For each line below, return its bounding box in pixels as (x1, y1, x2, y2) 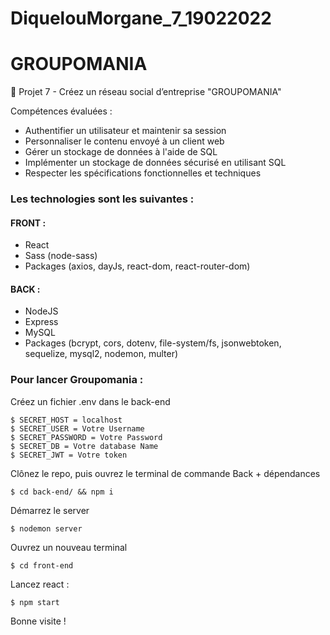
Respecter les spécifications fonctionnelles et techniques (24, 167, 262, 179)
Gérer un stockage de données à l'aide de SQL (24, 146, 218, 158)
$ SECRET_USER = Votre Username (10, 423, 145, 434)
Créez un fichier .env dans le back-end (10, 395, 171, 407)
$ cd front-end (10, 560, 74, 571)
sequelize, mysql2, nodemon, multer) (24, 348, 179, 360)
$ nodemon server (10, 523, 83, 534)
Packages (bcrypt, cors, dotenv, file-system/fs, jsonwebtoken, (24, 337, 282, 349)
